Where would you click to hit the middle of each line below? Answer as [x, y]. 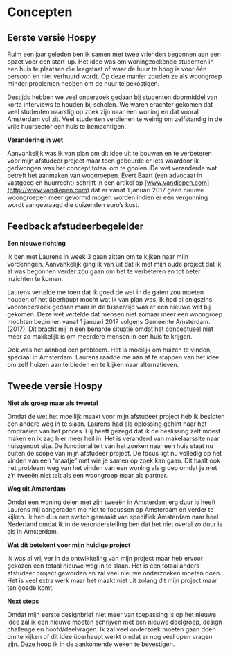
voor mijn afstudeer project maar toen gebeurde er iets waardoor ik [103, 161]
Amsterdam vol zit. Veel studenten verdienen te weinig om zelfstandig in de [115, 119]
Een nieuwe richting [36, 243]
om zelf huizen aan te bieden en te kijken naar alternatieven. [93, 364]
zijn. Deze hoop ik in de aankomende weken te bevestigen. [91, 644]
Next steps [23, 601]
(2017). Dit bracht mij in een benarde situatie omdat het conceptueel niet [110, 329]
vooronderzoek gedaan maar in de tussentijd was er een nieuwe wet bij [109, 307]
